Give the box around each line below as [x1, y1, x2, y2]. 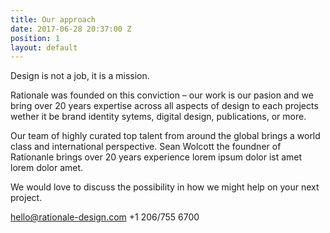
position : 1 [10, 33, 60, 43]
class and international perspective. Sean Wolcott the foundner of [10, 141, 282, 153]
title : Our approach [10, 14, 97, 25]
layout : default [10, 42, 78, 53]
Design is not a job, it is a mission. [10, 70, 150, 82]
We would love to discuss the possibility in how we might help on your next [10, 181, 320, 193]
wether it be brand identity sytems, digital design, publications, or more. [10, 111, 307, 123]
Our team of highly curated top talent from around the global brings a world [10, 130, 321, 142]
